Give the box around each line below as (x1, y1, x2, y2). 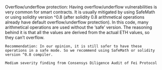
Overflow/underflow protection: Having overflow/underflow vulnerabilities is (5, 4, 157, 10)
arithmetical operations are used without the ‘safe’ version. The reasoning (5, 24, 152, 30)
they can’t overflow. (5, 35, 45, 40)
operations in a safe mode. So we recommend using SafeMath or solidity (5, 48, 155, 53)
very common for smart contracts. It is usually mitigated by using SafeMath (5, 9, 155, 15)
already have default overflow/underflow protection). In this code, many (5, 19, 149, 25)
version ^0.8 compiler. (5, 52, 53, 57)
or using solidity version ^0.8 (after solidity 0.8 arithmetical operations (5, 14, 145, 20)
